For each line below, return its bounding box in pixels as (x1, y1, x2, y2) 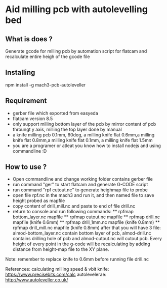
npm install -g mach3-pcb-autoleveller (5, 81, 86, 88)
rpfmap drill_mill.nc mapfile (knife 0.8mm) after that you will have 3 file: (12, 225, 161, 231)
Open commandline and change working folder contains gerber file (12, 176, 153, 182)
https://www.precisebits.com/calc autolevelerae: (5, 271, 107, 278)
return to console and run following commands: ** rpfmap (12, 209, 134, 215)
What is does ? (5, 35, 53, 43)
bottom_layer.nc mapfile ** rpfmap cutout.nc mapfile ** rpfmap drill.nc (12, 214, 160, 220)
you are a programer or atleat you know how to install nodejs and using (12, 142, 161, 149)
